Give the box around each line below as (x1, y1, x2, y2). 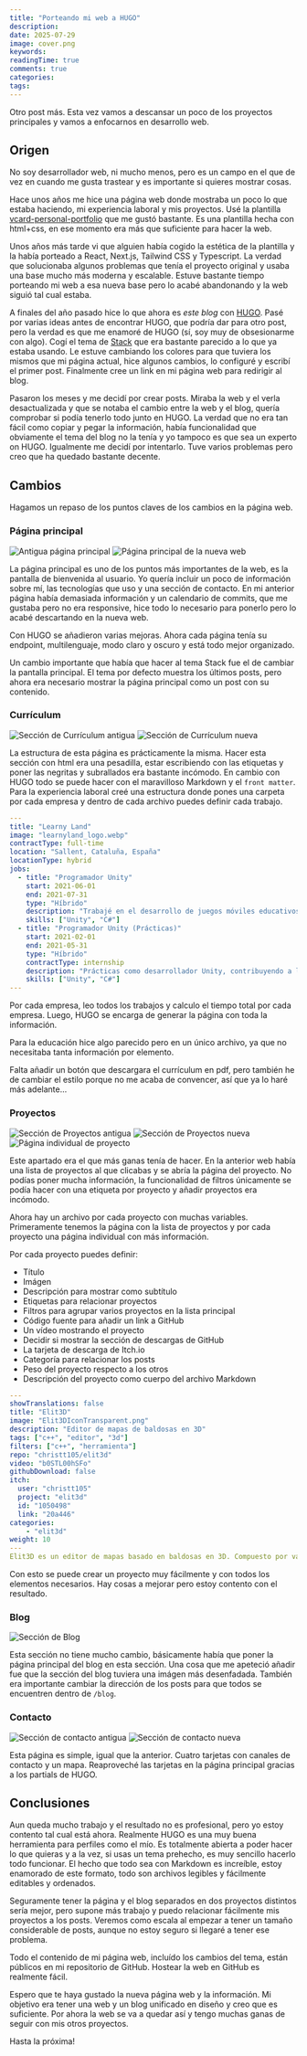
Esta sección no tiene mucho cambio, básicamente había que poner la (9, 1649, 274, 1660)
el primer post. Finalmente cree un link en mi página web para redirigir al (9, 366, 282, 376)
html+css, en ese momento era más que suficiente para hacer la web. (9, 223, 272, 234)
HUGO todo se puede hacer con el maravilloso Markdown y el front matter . (9, 776, 296, 787)
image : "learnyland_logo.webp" (9, 831, 129, 840)
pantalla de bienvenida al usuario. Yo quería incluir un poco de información (9, 573, 291, 584)
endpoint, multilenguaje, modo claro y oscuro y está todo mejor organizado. (9, 639, 295, 650)
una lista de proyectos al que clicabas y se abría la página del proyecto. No (9, 1164, 292, 1175)
